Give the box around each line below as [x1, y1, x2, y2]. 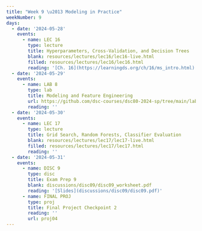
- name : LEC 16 [22, 37, 61, 43]
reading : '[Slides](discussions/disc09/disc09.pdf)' [28, 188, 163, 194]
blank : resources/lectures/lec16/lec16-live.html [28, 54, 155, 60]
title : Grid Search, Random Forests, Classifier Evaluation [28, 132, 182, 138]
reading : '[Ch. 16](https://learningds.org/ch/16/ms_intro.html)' [28, 64, 198, 71]
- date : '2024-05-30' [11, 109, 66, 115]
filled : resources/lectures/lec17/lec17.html [28, 143, 144, 149]
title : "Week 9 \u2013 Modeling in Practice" [6, 8, 122, 15]
